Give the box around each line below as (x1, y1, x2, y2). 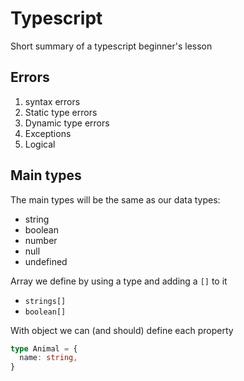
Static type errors (24, 106, 98, 118)
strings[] (24, 296, 67, 306)
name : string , (19, 353, 78, 363)
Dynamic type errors (24, 117, 110, 129)
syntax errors (24, 95, 81, 107)
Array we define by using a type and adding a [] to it (10, 275, 228, 287)
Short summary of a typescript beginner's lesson (10, 40, 213, 52)
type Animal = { (10, 343, 78, 354)
